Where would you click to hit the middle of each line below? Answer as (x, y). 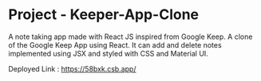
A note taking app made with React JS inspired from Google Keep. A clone (130, 37)
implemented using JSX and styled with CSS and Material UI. (109, 53)
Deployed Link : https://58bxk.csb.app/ (72, 68)
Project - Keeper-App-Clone (104, 15)
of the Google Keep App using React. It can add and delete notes (115, 44)
